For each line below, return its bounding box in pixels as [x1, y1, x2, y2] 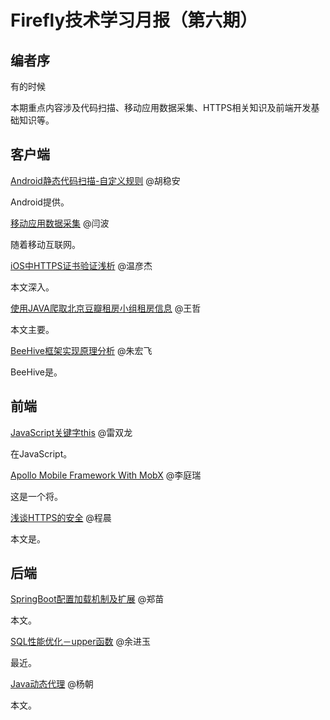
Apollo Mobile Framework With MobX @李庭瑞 [10, 469, 202, 481]
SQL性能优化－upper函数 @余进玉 [10, 636, 151, 648]
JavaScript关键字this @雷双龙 [10, 426, 133, 438]
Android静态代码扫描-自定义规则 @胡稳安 [10, 174, 181, 186]
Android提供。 [10, 196, 70, 208]
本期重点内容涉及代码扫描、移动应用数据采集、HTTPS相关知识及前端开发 [10, 102, 312, 113]
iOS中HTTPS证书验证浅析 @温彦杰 [10, 259, 153, 271]
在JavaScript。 [10, 447, 73, 460]
